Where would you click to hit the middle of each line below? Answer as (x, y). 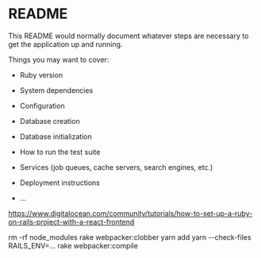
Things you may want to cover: (59, 60)
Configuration (42, 106)
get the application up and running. (65, 44)
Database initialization (56, 137)
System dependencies (56, 90)
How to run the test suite (60, 152)
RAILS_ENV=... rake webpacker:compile (73, 245)
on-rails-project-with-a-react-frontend (71, 221)
